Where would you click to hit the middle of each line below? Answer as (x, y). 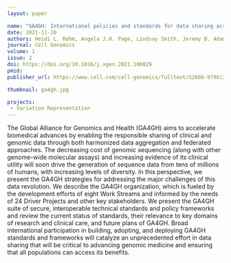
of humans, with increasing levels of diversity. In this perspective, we (105, 172)
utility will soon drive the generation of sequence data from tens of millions (113, 165)
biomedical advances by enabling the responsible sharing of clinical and (109, 136)
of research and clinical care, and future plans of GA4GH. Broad (98, 223)
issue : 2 (20, 58)
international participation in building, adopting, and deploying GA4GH (107, 231)
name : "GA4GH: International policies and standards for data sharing (110, 26)
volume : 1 (21, 52)
